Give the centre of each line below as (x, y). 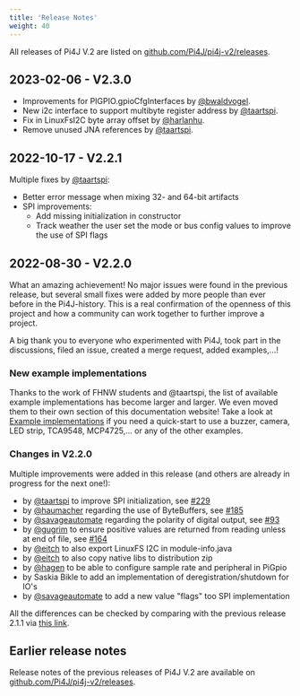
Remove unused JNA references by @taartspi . (108, 130)
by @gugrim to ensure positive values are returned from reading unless (154, 529)
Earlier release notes (68, 651)
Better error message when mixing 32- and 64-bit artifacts (130, 197)
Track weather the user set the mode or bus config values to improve (163, 226)
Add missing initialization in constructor (108, 216)
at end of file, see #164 (64, 538)
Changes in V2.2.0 (51, 454)
